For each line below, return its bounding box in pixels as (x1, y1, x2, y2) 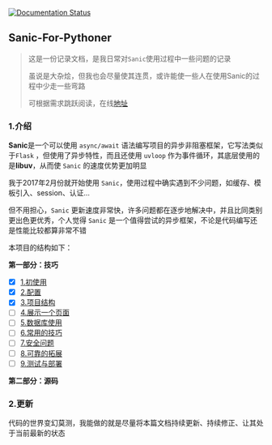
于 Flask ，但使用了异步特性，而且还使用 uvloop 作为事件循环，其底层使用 (8, 151, 253, 160)
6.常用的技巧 (19, 328, 63, 338)
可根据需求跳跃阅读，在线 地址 (28, 98, 128, 108)
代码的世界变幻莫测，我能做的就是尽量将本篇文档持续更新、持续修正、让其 (8, 417, 257, 427)
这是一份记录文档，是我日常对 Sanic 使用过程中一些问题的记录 (28, 53, 232, 63)
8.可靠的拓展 (19, 349, 63, 358)
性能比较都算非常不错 (15, 225, 87, 235)
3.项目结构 (19, 297, 56, 307)
